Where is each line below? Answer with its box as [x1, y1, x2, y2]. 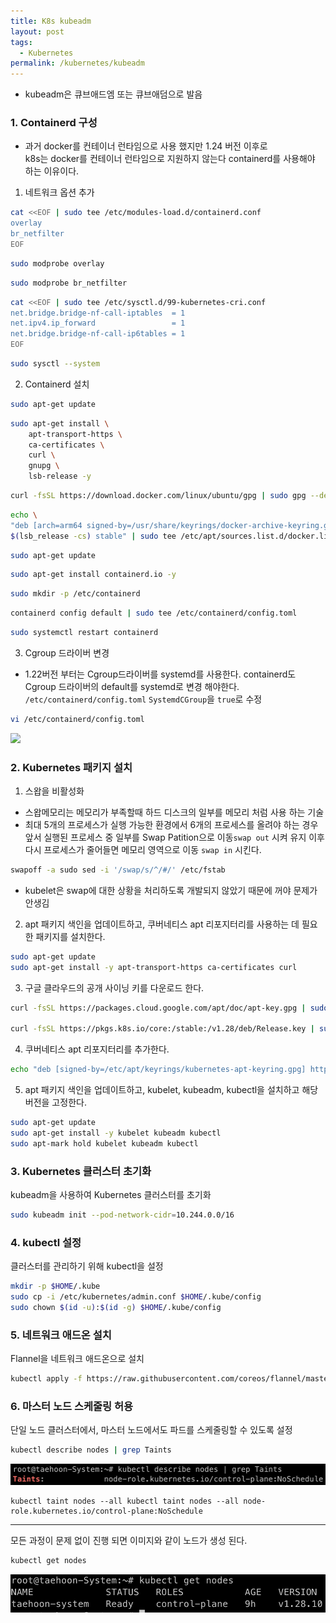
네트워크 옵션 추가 [24, 186, 95, 199]
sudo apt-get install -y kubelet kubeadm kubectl [10, 1128, 222, 1139]
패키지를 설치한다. [35, 930, 106, 942]
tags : [10, 37, 33, 47]
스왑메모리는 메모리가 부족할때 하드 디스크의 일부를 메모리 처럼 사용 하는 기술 [24, 806, 325, 819]
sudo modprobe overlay [10, 258, 105, 269]
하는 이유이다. [24, 165, 80, 177]
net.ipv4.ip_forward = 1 [10, 318, 186, 329]
